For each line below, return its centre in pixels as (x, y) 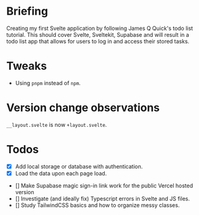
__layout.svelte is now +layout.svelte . (57, 124)
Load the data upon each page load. (61, 173)
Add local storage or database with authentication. (79, 166)
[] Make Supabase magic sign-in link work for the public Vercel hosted (104, 186)
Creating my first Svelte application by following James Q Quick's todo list (100, 28)
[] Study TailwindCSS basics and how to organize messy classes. (97, 205)
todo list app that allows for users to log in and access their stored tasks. (98, 41)
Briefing (27, 11)
